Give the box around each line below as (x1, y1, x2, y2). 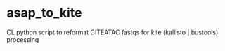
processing (6, 35, 39, 43)
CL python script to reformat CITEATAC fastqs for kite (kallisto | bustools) (6, 28, 219, 36)
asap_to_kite (6, 5, 82, 21)
